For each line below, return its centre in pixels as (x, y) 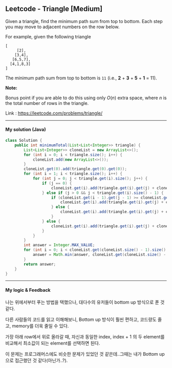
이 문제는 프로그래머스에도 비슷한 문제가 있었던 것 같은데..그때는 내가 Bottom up (85, 354)
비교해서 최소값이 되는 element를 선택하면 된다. (53, 343)
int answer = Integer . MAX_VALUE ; (59, 245)
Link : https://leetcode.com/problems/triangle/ (54, 113)
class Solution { (24, 141)
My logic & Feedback (28, 290)
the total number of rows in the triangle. (47, 103)
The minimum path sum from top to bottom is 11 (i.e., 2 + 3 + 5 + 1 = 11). (81, 78)
